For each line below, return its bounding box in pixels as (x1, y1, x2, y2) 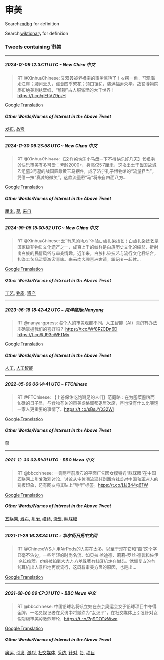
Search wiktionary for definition (5, 30, 68, 36)
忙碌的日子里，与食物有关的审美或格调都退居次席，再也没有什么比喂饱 (17, 400, 159, 406)
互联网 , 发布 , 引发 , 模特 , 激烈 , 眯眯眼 (5, 516, 77, 522)
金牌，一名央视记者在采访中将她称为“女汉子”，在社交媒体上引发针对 (17, 609, 154, 615)
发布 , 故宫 (5, 126, 25, 132)
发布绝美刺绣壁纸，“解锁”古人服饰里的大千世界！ (17, 87, 116, 93)
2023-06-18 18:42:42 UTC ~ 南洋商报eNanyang (5, 307, 104, 313)
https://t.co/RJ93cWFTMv (17, 332, 70, 338)
